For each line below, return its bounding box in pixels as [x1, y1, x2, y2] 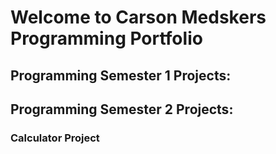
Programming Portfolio [10, 27, 203, 50]
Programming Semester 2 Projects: [10, 101, 234, 118]
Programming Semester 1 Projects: [10, 67, 232, 84]
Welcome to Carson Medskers [10, 6, 267, 29]
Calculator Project [10, 131, 100, 145]
